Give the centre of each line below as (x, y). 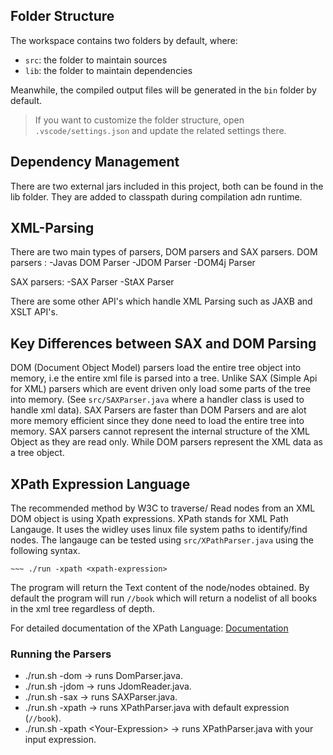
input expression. (60, 740)
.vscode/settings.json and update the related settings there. (160, 130)
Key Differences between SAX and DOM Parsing (163, 343)
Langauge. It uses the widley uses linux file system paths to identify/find (159, 530)
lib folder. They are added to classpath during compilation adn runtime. (156, 196)
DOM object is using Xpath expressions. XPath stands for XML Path (149, 519)
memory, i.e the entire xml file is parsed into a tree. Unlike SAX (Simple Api (164, 378)
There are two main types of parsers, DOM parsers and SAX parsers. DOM (164, 252)
